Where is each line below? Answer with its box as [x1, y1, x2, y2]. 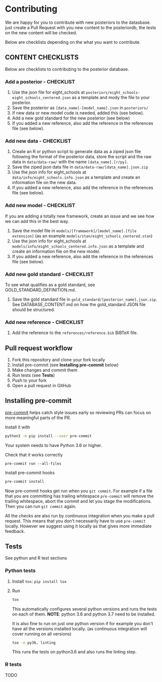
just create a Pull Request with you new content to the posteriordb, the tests [5, 24, 156, 30]
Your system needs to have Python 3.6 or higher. [5, 442, 103, 448]
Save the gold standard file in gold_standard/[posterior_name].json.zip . [12, 296, 158, 302]
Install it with [5, 424, 30, 430]
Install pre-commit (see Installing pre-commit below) [12, 362, 119, 368]
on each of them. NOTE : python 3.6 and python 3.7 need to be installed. [12, 611, 156, 617]
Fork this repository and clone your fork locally [12, 357, 105, 363]
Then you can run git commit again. [5, 503, 76, 509]
